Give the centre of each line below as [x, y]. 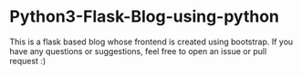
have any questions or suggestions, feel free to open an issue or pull [138, 51]
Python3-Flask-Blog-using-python [145, 17]
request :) [28, 61]
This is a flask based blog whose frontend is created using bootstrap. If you [151, 42]
